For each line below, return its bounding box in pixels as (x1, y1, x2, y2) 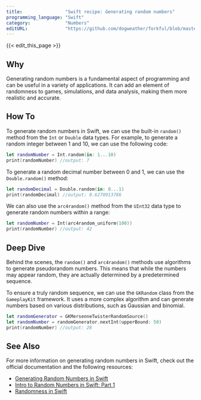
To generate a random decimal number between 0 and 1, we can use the (6, 168, 185, 175)
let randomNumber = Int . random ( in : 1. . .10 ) (6, 151, 117, 157)
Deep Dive (6, 243, 45, 253)
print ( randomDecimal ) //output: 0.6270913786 (6, 192, 121, 198)
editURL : (6, 25, 28, 32)
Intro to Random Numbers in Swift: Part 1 (14, 381, 115, 389)
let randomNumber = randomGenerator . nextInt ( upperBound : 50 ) (6, 319, 162, 325)
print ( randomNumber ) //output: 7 (6, 157, 90, 163)
